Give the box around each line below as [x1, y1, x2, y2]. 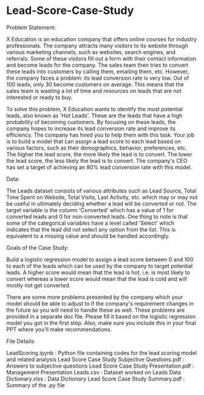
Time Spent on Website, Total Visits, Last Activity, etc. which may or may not [6, 193, 198, 201]
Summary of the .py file [6, 381, 65, 389]
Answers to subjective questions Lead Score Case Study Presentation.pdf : [6, 362, 194, 369]
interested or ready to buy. [6, 94, 73, 101]
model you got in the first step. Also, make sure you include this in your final [6, 319, 196, 326]
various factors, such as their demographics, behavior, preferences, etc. [6, 144, 187, 151]
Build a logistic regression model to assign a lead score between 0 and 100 [6, 256, 194, 263]
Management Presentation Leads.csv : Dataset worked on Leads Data [6, 368, 181, 376]
